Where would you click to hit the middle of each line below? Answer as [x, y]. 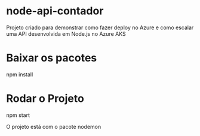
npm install [20, 74]
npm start [18, 115]
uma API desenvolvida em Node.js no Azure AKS [66, 33]
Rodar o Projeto [45, 99]
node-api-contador [55, 11]
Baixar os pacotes [52, 58]
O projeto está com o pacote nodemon [54, 126]
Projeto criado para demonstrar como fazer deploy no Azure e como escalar [100, 27]
